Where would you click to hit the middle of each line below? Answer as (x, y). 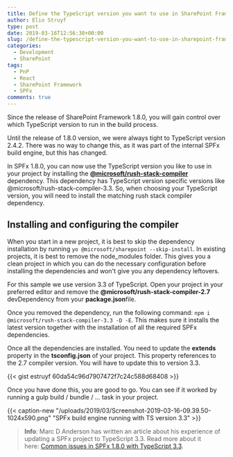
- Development (34, 53)
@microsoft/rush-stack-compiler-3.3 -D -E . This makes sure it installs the (113, 320)
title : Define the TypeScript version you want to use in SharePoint (110, 14)
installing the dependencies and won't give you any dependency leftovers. (113, 270)
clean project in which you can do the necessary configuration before (107, 264)
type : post (23, 26)
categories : (24, 46)
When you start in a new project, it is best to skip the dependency (101, 241)
